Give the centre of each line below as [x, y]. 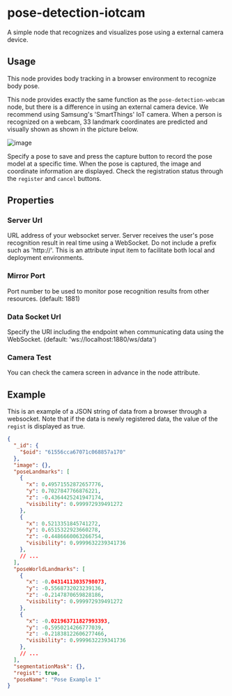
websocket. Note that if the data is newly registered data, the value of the [113, 419]
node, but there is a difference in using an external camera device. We [108, 107]
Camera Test [29, 357]
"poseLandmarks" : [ [42, 472]
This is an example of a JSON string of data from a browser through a [107, 412]
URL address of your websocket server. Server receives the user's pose [110, 235]
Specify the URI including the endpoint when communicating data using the [116, 332]
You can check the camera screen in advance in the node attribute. [104, 372]
